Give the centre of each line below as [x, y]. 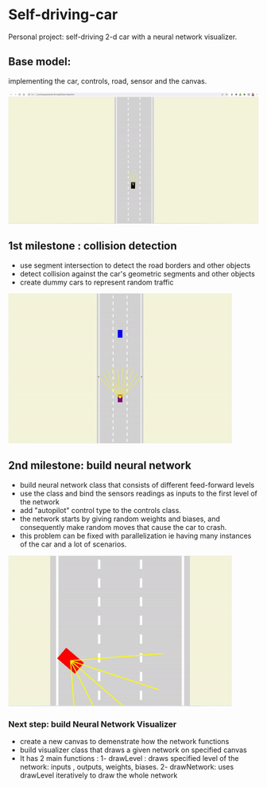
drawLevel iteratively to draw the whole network [99, 775]
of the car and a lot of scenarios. [73, 544]
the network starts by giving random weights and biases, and [120, 519]
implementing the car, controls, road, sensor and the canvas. [108, 80]
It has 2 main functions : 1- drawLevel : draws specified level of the [129, 758]
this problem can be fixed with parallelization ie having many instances [135, 535]
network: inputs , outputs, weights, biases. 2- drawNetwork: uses [127, 766]
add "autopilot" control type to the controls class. [100, 510]
